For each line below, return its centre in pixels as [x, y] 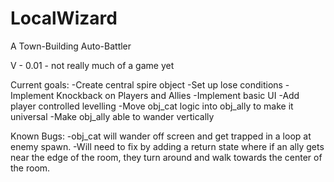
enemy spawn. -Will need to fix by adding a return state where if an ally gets [167, 146]
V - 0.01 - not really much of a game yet [92, 65]
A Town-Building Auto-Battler [71, 46]
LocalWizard [64, 18]
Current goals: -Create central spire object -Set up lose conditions [146, 84]
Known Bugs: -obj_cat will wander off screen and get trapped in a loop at [161, 136]
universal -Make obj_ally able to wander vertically [112, 116]
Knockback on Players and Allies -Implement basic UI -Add [178, 95]
